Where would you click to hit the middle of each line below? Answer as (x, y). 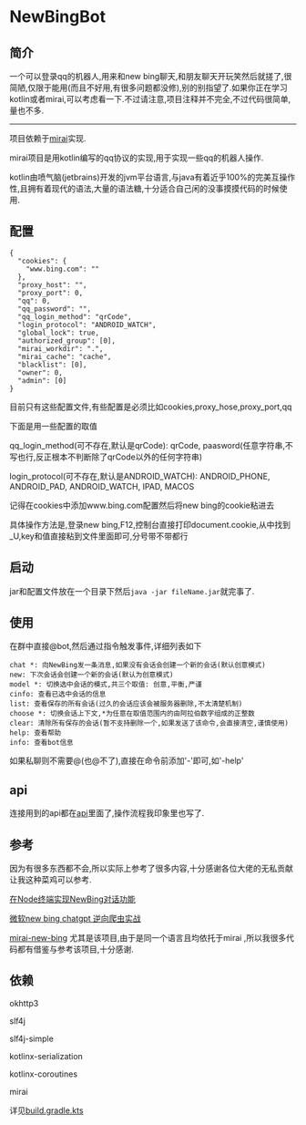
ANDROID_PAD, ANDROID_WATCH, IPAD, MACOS (102, 486)
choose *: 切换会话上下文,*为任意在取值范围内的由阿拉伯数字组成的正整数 (132, 714)
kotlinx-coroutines (44, 1074)
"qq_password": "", (55, 309)
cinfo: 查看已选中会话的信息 (58, 695)
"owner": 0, (41, 372)
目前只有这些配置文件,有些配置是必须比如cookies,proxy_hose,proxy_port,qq (151, 407)
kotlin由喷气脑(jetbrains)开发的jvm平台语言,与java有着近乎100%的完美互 (144, 177)
